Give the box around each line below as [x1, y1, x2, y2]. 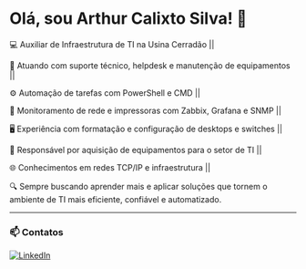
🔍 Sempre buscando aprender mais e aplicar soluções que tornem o [9, 181, 268, 191]
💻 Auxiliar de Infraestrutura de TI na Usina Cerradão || [9, 38, 215, 49]
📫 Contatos [9, 225, 64, 238]
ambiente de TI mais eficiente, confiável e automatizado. [9, 193, 222, 204]
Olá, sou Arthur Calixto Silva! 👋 [9, 8, 248, 29]
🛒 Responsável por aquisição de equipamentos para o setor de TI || [9, 144, 262, 155]
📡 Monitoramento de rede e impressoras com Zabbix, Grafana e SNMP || [9, 105, 282, 116]
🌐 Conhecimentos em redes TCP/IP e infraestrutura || [9, 161, 211, 172]
